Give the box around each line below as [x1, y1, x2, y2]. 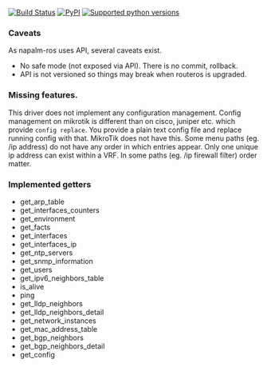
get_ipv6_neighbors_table [19, 273, 104, 283]
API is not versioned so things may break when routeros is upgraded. [19, 70, 247, 79]
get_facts [19, 222, 51, 232]
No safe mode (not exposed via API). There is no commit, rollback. [19, 61, 238, 71]
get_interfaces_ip [19, 239, 77, 249]
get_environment [19, 213, 76, 223]
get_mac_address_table [19, 324, 98, 333]
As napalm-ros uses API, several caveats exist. [8, 46, 162, 55]
